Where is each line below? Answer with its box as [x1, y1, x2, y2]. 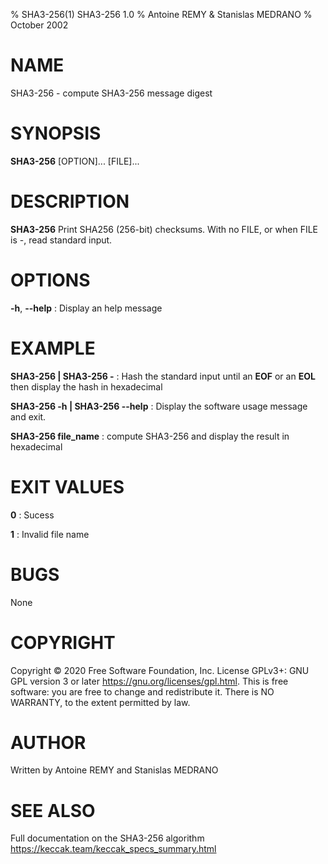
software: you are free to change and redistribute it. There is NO [10, 685, 275, 698]
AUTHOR [10, 731, 87, 754]
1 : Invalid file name [10, 528, 90, 540]
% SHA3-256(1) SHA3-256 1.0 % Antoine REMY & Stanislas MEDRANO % [10, 9, 313, 20]
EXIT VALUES [10, 475, 125, 498]
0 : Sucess [10, 509, 55, 521]
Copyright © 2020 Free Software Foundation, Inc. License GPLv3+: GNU [10, 664, 310, 676]
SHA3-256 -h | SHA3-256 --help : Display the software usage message [10, 400, 308, 412]
